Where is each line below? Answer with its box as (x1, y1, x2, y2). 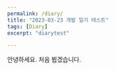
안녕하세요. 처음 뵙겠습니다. (7, 55, 82, 64)
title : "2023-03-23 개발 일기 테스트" (7, 17, 109, 24)
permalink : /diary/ (7, 10, 64, 17)
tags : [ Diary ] (7, 23, 48, 30)
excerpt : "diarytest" (7, 29, 70, 37)
